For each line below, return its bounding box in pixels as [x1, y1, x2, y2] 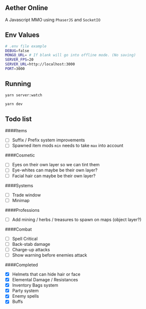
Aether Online [5, 4, 48, 12]
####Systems [5, 182, 33, 189]
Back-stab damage [12, 241, 51, 247]
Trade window [12, 192, 41, 198]
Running [5, 80, 32, 88]
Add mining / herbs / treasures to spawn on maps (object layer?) [12, 216, 142, 223]
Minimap [12, 197, 30, 203]
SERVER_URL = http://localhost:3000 [5, 62, 75, 67]
